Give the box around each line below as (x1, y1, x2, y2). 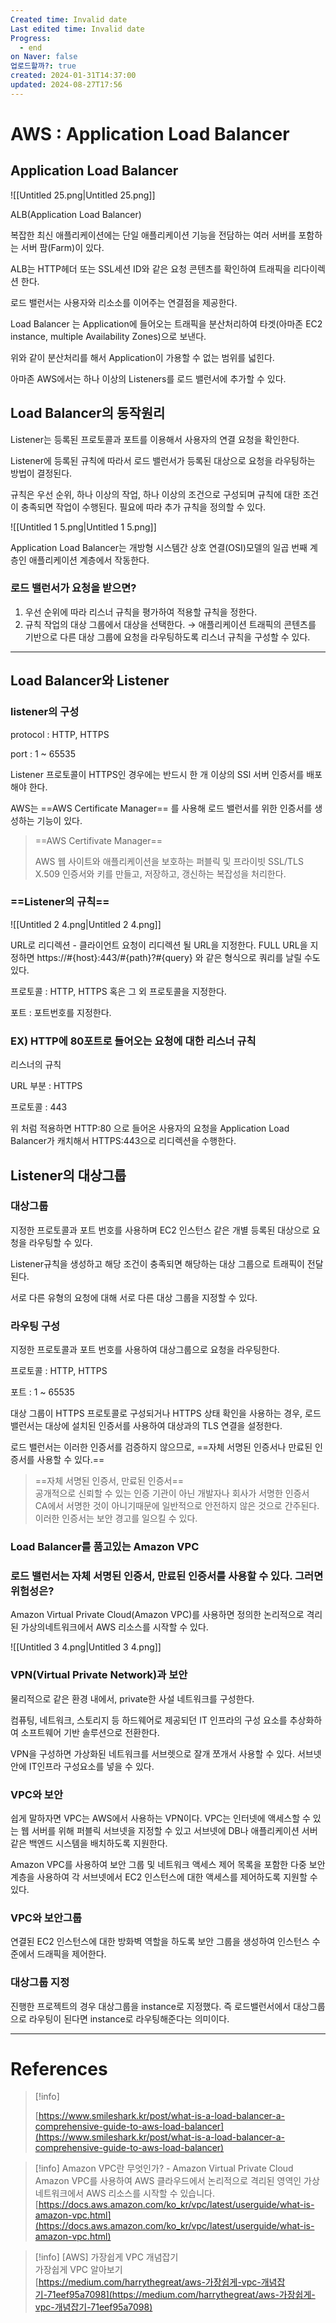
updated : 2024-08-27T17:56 (10, 80, 123, 90)
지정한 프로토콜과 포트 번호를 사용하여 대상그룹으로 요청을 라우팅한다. (10, 1344, 280, 1356)
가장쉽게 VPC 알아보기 (34, 2264, 123, 2276)
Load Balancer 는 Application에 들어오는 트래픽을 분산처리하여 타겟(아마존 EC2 (10, 317, 323, 330)
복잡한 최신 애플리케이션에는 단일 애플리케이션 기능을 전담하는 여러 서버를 (10, 229, 297, 241)
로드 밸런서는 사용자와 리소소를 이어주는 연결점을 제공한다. (10, 296, 238, 308)
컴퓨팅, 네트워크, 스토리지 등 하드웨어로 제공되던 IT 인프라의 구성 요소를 (10, 1714, 288, 1726)
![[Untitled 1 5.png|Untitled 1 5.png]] (10, 521, 157, 533)
